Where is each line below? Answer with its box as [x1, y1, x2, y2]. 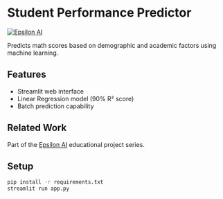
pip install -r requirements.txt [7, 179, 104, 186]
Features [7, 69, 46, 80]
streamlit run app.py [7, 185, 70, 192]
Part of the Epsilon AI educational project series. [7, 140, 145, 148]
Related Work [7, 122, 67, 134]
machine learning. [7, 49, 59, 57]
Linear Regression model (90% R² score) [17, 94, 134, 103]
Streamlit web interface [17, 87, 84, 95]
